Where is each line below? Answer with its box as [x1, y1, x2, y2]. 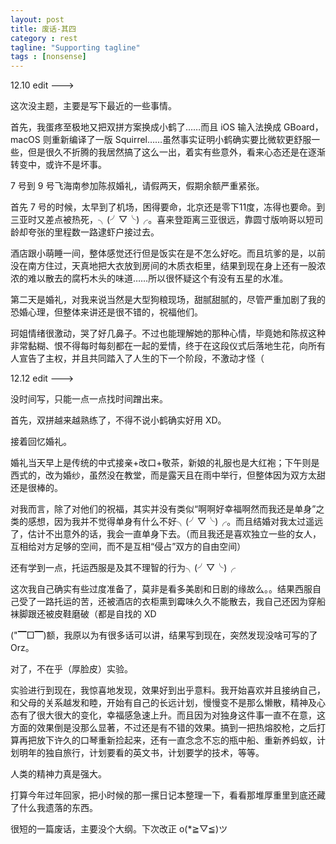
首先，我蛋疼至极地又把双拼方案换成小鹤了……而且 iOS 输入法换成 [10, 121, 282, 133]
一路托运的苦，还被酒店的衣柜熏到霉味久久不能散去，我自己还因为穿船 [36, 596, 326, 608]
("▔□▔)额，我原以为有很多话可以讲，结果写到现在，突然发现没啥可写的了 [10, 629, 318, 641]
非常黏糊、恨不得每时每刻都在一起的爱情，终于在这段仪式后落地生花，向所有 [10, 340, 326, 352]
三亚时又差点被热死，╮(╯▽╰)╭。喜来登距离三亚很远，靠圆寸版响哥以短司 [10, 214, 324, 226]
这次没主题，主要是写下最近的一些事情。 [10, 100, 177, 112]
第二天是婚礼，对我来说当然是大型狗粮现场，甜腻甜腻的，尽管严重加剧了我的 [10, 294, 326, 306]
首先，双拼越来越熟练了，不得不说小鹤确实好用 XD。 [10, 414, 227, 426]
